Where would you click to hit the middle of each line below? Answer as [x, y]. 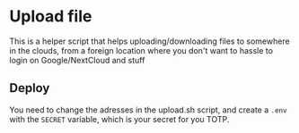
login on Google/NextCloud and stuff [77, 60]
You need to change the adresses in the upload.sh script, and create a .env [148, 110]
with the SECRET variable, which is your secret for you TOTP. [119, 119]
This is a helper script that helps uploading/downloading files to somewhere [149, 41]
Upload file [51, 17]
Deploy [30, 88]
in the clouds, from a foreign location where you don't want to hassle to [141, 50]
